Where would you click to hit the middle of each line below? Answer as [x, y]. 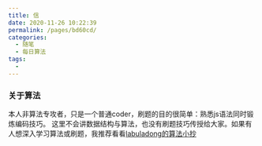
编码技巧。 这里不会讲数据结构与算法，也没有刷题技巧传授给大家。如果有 [133, 124]
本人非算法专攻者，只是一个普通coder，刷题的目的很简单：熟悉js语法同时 [127, 114]
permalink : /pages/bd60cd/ [52, 30]
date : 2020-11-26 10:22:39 [52, 23]
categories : [28, 37]
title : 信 [24, 15]
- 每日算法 [31, 52]
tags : [17, 60]
